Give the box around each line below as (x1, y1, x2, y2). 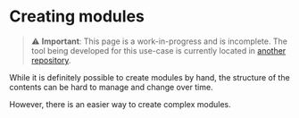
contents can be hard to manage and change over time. (9, 81, 213, 92)
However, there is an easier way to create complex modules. (9, 98, 231, 109)
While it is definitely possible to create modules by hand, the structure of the (9, 72, 290, 82)
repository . (30, 55, 71, 65)
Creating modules (9, 6, 145, 27)
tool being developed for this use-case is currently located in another (30, 45, 287, 55)
